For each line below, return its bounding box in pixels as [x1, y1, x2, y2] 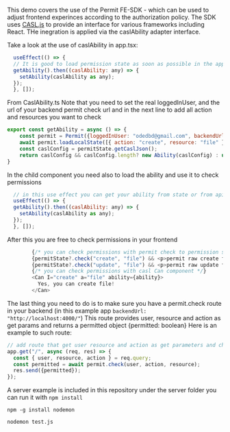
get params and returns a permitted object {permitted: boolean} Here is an [7, 321, 217, 329]
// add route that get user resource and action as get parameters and [7, 341, 216, 348]
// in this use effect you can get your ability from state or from [13, 191, 213, 198]
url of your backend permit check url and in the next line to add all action [7, 106, 212, 114]
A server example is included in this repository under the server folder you [7, 386, 217, 394]
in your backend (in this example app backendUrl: [7, 307, 147, 315]
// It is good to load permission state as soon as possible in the [13, 60, 213, 67]
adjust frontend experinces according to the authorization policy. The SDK [7, 13, 216, 21]
